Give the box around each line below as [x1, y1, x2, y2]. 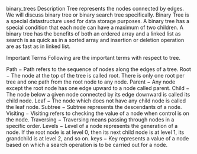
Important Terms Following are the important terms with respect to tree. [6, 54, 180, 61]
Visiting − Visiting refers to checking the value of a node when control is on [6, 110, 189, 117]
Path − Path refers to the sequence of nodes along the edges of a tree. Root [6, 66, 191, 73]
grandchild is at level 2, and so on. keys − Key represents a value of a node [6, 135, 189, 142]
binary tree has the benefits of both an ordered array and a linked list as [6, 30, 181, 37]
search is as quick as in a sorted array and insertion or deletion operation [6, 37, 185, 43]
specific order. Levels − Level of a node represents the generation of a [6, 123, 178, 129]
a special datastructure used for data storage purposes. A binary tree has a [6, 18, 190, 24]
